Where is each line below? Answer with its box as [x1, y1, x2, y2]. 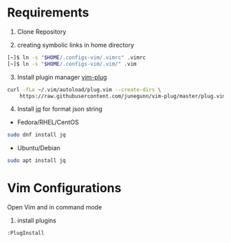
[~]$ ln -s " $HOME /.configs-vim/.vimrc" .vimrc [7, 54, 146, 61]
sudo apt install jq [7, 157, 67, 164]
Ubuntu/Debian [16, 144, 60, 152]
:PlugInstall [7, 230, 45, 237]
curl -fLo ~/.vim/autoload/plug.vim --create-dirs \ [7, 86, 162, 93]
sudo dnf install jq [7, 132, 67, 139]
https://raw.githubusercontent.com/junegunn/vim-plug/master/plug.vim [19, 93, 226, 100]
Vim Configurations [7, 181, 122, 196]
